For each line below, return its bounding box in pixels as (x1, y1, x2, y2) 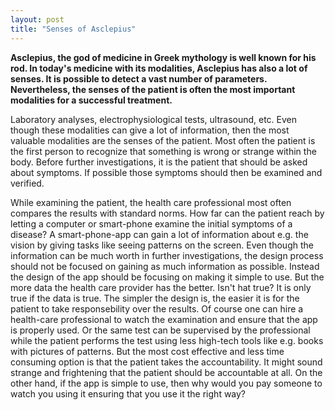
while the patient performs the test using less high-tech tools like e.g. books (10, 334, 324, 346)
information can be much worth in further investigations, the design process (10, 249, 324, 261)
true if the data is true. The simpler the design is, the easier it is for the (10, 292, 300, 304)
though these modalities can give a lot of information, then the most (10, 124, 290, 136)
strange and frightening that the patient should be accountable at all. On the (10, 366, 323, 378)
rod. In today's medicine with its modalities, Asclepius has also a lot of (10, 62, 308, 74)
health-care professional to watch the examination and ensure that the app (10, 313, 318, 325)
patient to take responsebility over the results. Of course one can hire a (10, 302, 304, 315)
